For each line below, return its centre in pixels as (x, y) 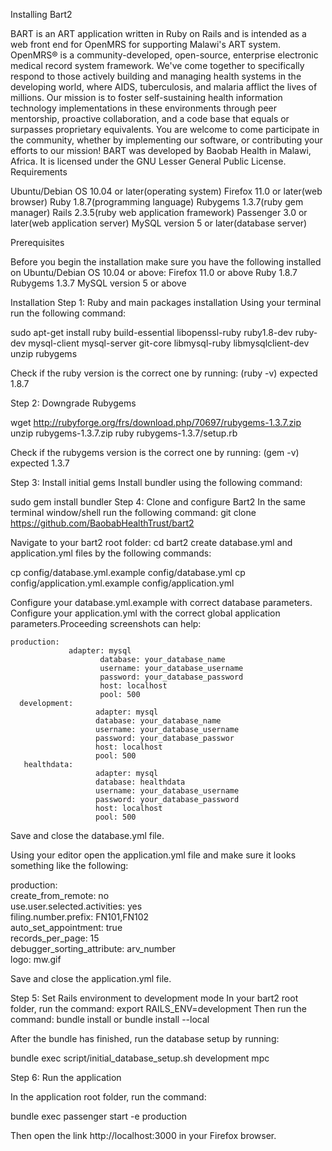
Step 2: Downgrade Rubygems (73, 403)
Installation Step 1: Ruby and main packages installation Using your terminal (166, 302)
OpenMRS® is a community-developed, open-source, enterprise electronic (164, 55)
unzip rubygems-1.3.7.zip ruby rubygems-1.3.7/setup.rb (124, 433)
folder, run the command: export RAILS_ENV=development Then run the (158, 1008)
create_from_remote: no (60, 895)
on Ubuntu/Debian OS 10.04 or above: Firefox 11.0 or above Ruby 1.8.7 (154, 272)
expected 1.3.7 (40, 463)
